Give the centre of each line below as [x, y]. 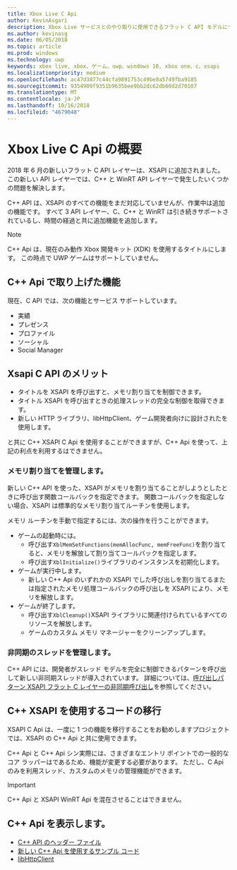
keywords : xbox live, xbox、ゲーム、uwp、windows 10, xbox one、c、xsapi [114, 66]
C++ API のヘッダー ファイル [59, 842]
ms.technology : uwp [36, 60]
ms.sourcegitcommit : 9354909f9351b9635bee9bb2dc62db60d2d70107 [102, 86]
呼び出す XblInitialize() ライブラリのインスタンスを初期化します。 [126, 562]
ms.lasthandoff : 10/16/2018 [49, 106]
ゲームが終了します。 [48, 606]
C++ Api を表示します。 [59, 824]
